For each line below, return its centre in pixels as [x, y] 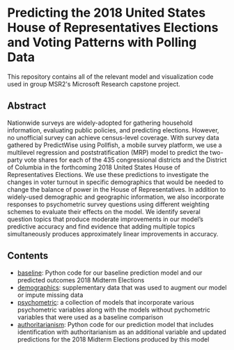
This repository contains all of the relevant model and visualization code [110, 76]
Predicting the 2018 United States [107, 13]
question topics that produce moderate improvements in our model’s [106, 219]
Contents [28, 256]
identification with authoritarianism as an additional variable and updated [122, 332]
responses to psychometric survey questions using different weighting [109, 204]
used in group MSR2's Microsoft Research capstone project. [94, 84]
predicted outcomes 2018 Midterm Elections [81, 280]
